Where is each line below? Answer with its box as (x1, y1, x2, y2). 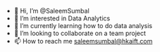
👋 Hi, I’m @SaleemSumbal (13, 7, 90, 15)
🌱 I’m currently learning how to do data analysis (13, 22, 153, 30)
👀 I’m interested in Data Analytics (13, 14, 111, 22)
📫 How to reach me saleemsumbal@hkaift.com (13, 37, 153, 45)
